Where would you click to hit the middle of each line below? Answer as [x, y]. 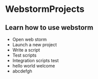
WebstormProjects [45, 9]
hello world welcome [34, 66]
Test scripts [24, 55]
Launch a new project [35, 45]
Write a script [26, 50]
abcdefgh [22, 71]
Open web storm [30, 39]
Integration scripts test [35, 60]
